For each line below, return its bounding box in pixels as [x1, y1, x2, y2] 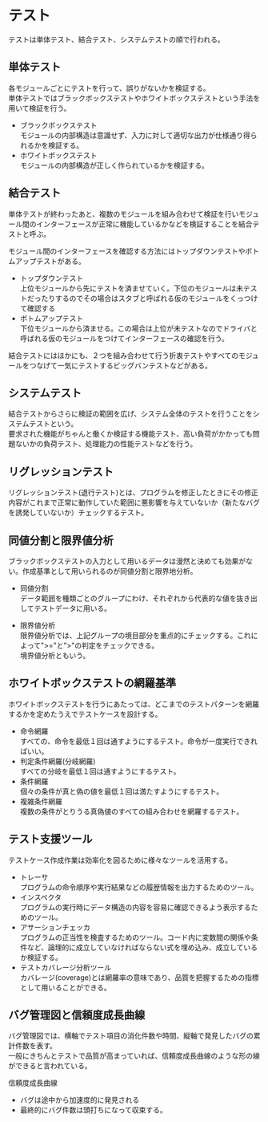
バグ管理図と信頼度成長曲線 [8, 1008, 146, 1022]
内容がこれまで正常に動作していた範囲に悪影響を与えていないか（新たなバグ [8, 498, 260, 507]
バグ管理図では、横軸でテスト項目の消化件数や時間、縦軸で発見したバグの [8, 1031, 254, 1041]
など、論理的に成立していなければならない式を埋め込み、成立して [26, 942, 244, 952]
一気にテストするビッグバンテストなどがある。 [57, 360, 212, 370]
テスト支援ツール [8, 832, 93, 846]
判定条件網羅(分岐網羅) [19, 756, 96, 766]
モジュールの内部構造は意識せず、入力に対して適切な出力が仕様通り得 [19, 130, 250, 140]
